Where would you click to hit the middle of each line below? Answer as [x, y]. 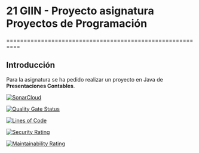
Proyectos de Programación [77, 24]
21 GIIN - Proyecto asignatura [80, 11]
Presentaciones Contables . [41, 86]
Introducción [31, 65]
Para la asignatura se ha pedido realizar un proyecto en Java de [85, 79]
